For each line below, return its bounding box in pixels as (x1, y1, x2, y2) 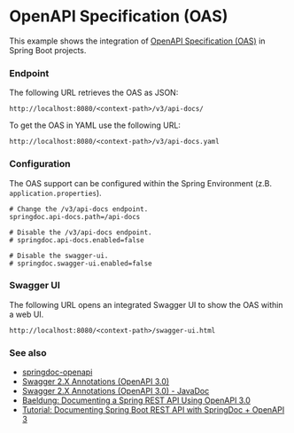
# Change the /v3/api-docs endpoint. (9, 204, 149, 214)
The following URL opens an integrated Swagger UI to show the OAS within (9, 299, 283, 310)
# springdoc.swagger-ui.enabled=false (9, 259, 152, 268)
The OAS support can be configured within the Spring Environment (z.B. (9, 177, 273, 188)
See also (9, 346, 47, 358)
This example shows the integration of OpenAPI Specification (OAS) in (9, 35, 266, 46)
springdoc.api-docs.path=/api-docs (9, 212, 141, 221)
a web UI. (9, 309, 44, 319)
